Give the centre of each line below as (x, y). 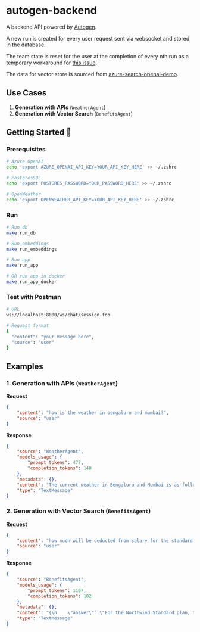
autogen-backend (51, 10)
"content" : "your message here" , (53, 337)
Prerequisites (26, 150)
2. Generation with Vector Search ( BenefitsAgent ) (79, 511)
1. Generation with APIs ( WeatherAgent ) (62, 383)
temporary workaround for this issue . (51, 63)
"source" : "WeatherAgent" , (50, 452)
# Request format (28, 326)
